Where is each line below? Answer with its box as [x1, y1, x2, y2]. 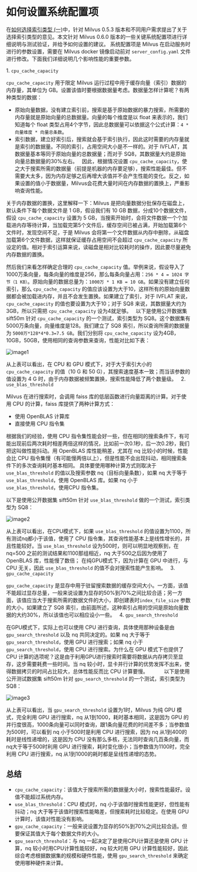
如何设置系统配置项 [6, 5, 99, 19]
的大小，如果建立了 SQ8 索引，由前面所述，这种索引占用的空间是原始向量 [6, 604, 184, 611]
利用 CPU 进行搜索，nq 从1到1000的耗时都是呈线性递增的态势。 [6, 750, 160, 757]
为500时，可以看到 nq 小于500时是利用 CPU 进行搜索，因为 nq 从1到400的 [6, 728, 188, 735]
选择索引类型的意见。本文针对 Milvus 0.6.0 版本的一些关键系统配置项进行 [6, 33, 182, 40]
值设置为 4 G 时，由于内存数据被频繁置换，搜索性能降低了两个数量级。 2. [6, 375, 186, 382]
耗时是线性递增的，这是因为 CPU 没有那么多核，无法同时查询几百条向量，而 [6, 735, 189, 743]
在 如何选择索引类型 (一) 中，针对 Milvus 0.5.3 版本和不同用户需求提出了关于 [6, 26, 188, 33]
